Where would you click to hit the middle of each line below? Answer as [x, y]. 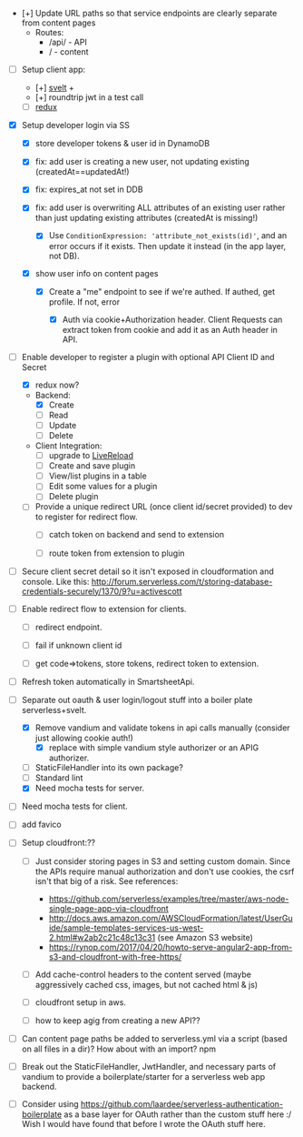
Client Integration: [68, 446]
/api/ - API [68, 42]
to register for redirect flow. [86, 517]
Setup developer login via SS [76, 126]
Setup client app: [54, 69]
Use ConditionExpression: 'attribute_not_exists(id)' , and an [168, 236]
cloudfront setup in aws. [80, 1002]
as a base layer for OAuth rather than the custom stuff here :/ [178, 1114]
